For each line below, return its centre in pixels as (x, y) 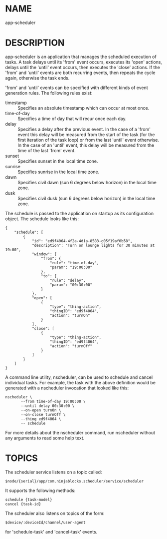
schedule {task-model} (29, 499)
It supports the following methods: (40, 490)
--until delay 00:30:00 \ (48, 406)
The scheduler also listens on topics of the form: (55, 513)
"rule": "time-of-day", (74, 263)
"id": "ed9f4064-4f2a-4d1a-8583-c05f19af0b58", (82, 241)
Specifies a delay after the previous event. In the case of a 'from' (84, 129)
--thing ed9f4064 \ (41, 419)
